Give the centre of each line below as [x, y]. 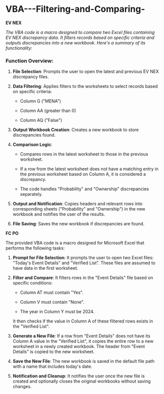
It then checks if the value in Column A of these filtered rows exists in [83, 321]
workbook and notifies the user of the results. [59, 214]
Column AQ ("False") [41, 120]
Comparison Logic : [33, 144]
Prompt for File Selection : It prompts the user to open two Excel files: [83, 258]
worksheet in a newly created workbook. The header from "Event [79, 347]
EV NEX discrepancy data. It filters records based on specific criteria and [80, 37]
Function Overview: [29, 61]
